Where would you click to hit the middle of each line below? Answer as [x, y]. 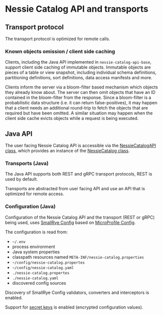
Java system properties [36, 252]
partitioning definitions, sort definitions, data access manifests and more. [79, 78]
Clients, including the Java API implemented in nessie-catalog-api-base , [78, 62]
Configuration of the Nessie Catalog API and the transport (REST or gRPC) [80, 217]
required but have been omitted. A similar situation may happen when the [79, 113]
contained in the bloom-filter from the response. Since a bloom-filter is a [78, 98]
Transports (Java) [27, 163]
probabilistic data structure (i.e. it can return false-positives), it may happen [81, 103]
